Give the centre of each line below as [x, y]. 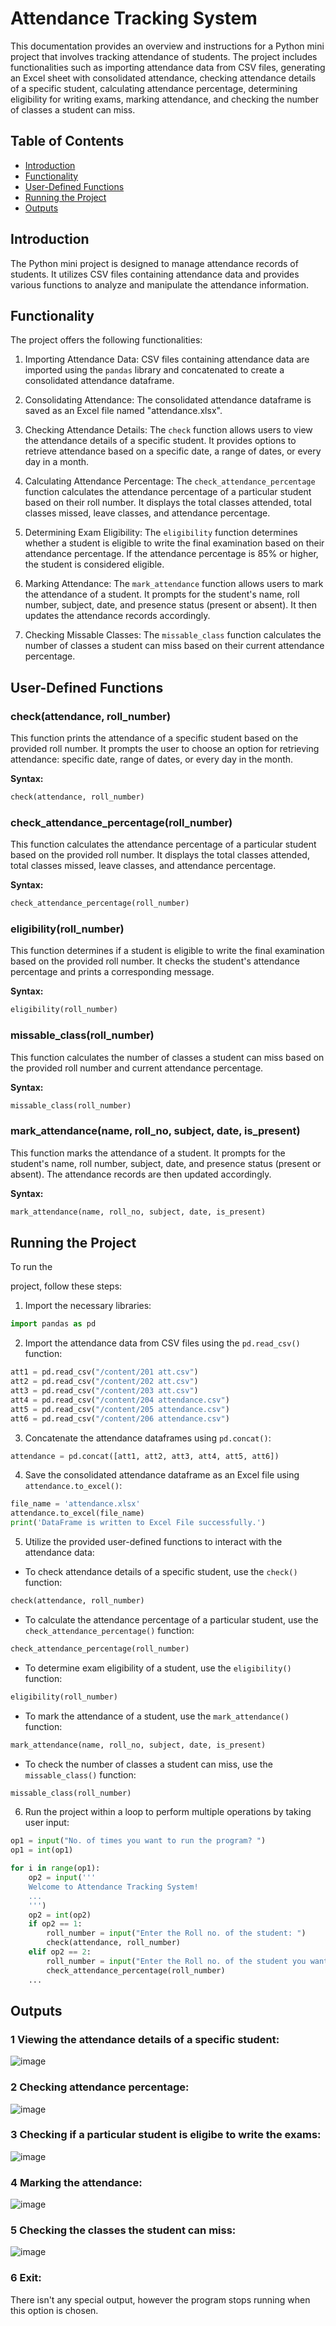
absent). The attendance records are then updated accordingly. [141, 1174]
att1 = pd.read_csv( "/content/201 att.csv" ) [104, 1372]
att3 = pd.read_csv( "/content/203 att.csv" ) [104, 1391]
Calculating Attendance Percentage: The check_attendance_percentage [170, 481]
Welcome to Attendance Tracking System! [113, 1887]
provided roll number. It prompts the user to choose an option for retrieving [165, 749]
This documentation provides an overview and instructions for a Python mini [167, 46]
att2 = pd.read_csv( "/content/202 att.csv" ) [104, 1382]
